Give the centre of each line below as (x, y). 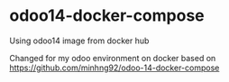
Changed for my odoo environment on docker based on (113, 58)
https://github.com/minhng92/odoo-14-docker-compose (114, 68)
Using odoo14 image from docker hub (79, 41)
